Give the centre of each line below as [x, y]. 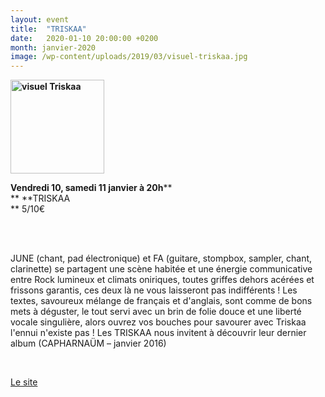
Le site [24, 382]
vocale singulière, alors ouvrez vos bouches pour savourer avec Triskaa [158, 322]
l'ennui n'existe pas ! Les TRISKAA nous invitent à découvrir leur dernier [158, 333]
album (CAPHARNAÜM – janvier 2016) [88, 343]
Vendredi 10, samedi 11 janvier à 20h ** [91, 188]
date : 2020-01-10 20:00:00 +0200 [84, 38]
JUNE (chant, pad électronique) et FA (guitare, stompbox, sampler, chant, [161, 258]
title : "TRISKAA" [48, 29]
